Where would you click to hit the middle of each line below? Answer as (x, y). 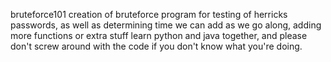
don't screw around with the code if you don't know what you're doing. (156, 46)
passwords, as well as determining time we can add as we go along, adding (166, 25)
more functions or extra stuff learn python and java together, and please (159, 35)
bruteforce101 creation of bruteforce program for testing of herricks (149, 14)
